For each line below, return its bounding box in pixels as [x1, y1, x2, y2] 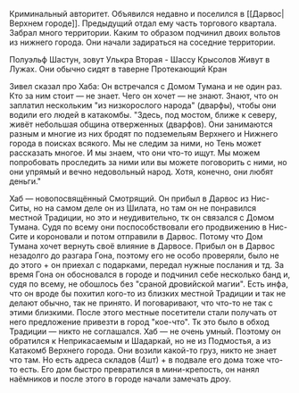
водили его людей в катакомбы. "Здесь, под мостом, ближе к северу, [9, 110, 278, 120]
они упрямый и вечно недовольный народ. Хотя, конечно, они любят [9, 166, 274, 177]
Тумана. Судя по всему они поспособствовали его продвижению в [9, 222, 268, 232]
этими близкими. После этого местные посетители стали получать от [9, 307, 278, 317]
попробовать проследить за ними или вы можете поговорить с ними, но [9, 157, 287, 167]
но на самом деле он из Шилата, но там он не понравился [33, 203, 257, 213]
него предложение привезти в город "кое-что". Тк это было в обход [9, 317, 270, 327]
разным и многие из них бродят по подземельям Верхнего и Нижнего [9, 129, 278, 138]
